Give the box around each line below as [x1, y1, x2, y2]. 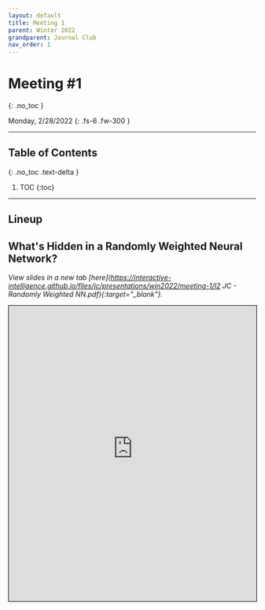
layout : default [8, 11, 61, 20]
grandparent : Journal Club [8, 33, 97, 42]
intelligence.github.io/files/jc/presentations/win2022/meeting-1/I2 [8, 281, 221, 291]
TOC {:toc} [19, 182, 55, 192]
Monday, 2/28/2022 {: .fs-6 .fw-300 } [8, 116, 131, 126]
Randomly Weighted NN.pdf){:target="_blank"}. [8, 289, 164, 299]
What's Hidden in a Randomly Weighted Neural [8, 240, 243, 253]
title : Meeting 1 [8, 19, 65, 27]
